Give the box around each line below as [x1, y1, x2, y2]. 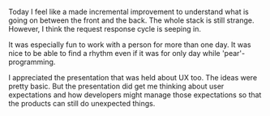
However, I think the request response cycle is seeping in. [8, 24, 201, 33]
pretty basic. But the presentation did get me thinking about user [8, 81, 225, 91]
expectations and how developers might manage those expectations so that [8, 90, 262, 100]
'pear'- [221, 49, 246, 58]
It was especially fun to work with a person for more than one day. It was [8, 40, 251, 49]
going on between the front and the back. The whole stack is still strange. [8, 15, 255, 25]
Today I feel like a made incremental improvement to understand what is [8, 7, 249, 16]
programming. [8, 57, 56, 67]
